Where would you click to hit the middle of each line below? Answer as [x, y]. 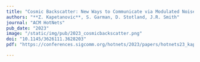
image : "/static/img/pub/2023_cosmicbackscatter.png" [74, 34]
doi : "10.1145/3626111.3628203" [46, 39]
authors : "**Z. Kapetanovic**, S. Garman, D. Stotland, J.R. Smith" [93, 17]
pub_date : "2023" [28, 28]
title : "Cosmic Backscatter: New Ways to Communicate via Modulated [93, 12]
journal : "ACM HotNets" [36, 22]
